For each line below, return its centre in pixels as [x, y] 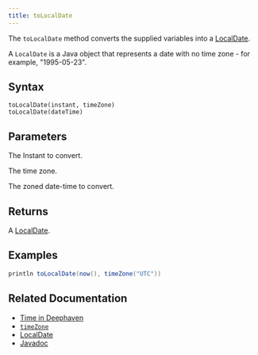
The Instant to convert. [46, 156]
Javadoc [34, 343]
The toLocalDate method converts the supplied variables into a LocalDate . [129, 38]
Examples [33, 255]
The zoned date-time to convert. [62, 187]
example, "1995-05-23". [48, 62]
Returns [29, 211]
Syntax [26, 87]
